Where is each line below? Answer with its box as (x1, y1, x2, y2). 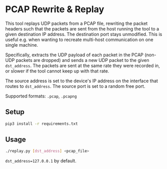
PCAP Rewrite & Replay (5, 4, 105, 15)
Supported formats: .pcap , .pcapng (5, 93, 77, 99)
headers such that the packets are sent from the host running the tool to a (5, 25, 159, 31)
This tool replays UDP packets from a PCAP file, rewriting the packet (5, 20, 148, 26)
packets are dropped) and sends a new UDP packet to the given (16, 57, 149, 63)
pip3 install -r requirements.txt (5, 121, 78, 126)
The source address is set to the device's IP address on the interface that (5, 78, 158, 84)
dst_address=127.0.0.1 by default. (5, 158, 77, 164)
